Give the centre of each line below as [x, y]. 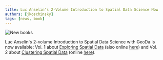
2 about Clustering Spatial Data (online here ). [51, 52]
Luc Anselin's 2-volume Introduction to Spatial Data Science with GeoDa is [80, 42]
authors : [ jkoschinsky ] [29, 14]
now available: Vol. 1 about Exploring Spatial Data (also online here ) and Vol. [81, 47]
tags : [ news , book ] [25, 19]
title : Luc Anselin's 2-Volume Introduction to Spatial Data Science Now [82, 10]
